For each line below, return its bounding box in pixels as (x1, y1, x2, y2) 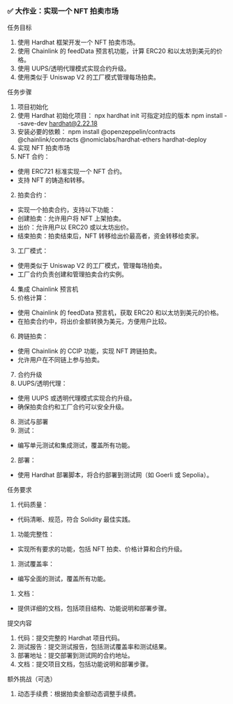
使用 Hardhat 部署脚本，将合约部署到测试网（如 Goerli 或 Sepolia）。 (17, 471, 213, 479)
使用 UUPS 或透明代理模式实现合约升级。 (17, 394, 136, 403)
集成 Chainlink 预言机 (17, 285, 79, 294)
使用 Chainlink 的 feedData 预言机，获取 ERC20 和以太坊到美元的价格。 (17, 308, 223, 317)
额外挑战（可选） (7, 675, 57, 683)
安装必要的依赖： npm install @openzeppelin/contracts (17, 128, 176, 136)
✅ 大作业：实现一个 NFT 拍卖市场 (7, 6, 119, 15)
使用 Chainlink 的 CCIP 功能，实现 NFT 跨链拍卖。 (17, 347, 161, 355)
